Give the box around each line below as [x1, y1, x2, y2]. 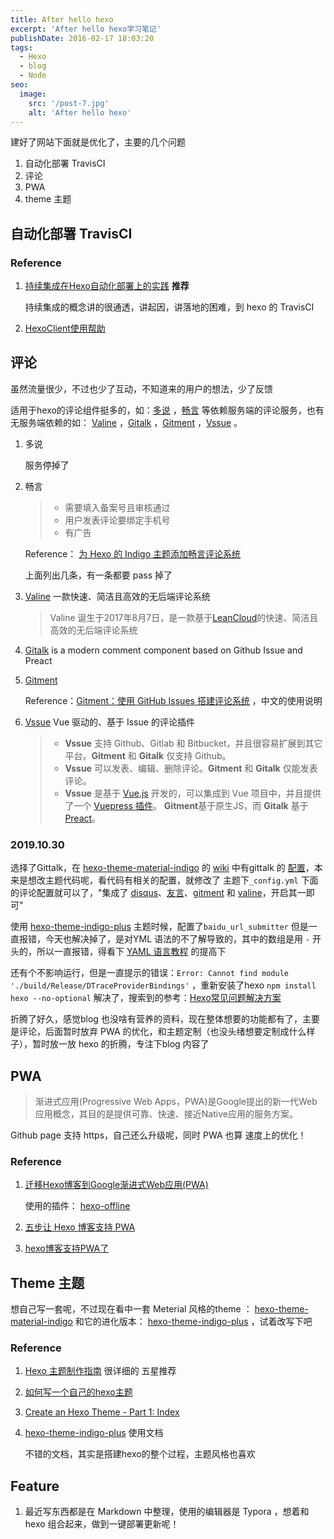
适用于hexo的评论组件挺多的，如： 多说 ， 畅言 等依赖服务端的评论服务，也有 [10, 404, 325, 416]
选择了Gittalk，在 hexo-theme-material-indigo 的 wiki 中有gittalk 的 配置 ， [10, 862, 315, 874]
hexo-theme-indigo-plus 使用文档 [24, 1427, 164, 1439]
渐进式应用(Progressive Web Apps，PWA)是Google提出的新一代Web [34, 1095, 318, 1107]
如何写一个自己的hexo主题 [24, 1386, 133, 1398]
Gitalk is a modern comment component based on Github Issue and [24, 644, 303, 656]
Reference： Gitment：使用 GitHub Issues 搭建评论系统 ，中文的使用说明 [24, 694, 323, 706]
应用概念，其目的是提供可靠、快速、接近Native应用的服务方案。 [34, 1107, 298, 1120]
